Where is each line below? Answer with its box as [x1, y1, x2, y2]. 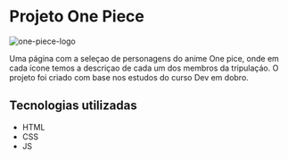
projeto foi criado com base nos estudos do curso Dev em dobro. [9, 71, 250, 82]
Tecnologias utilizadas [9, 98, 137, 113]
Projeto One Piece [9, 6, 144, 27]
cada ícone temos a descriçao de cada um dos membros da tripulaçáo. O [9, 63, 279, 73]
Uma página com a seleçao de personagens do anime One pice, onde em [9, 53, 279, 63]
